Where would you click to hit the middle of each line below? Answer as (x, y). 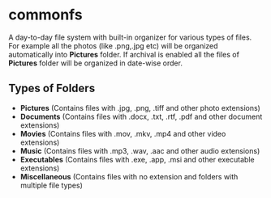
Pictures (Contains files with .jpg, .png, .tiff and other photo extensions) (140, 107)
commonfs (45, 15)
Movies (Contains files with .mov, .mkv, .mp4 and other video (123, 133)
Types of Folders (52, 88)
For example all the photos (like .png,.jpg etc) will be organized (113, 45)
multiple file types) (51, 185)
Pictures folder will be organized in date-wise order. (95, 63)
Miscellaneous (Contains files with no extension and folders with (129, 176)
